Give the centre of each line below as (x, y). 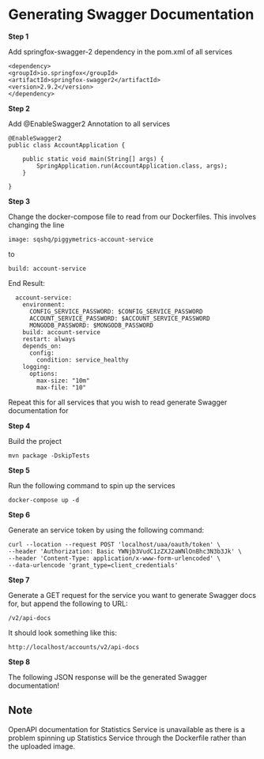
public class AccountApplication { (67, 145)
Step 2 (19, 108)
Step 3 (19, 201)
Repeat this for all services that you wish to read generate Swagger (118, 402)
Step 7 (19, 580)
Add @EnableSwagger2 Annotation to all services (89, 123)
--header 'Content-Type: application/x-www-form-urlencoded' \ (115, 558)
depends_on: (42, 346)
